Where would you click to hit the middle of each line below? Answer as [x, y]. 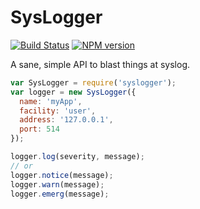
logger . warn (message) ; [57, 184]
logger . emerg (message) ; [60, 194]
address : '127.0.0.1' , [66, 120]
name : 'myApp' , [51, 101]
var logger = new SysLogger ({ [73, 92]
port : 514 [39, 129]
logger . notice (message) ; [62, 175]
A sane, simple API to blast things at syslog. [100, 64]
